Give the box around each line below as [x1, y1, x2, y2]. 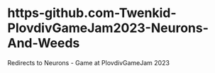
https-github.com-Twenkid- [7, 5, 177, 21]
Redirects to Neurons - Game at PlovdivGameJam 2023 [7, 58, 170, 67]
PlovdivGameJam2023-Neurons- [7, 20, 209, 36]
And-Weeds [7, 35, 80, 51]
